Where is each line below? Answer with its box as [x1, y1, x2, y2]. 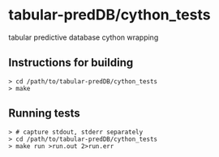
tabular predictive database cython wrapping [8, 32, 159, 42]
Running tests [8, 107, 81, 121]
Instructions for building [8, 56, 134, 70]
